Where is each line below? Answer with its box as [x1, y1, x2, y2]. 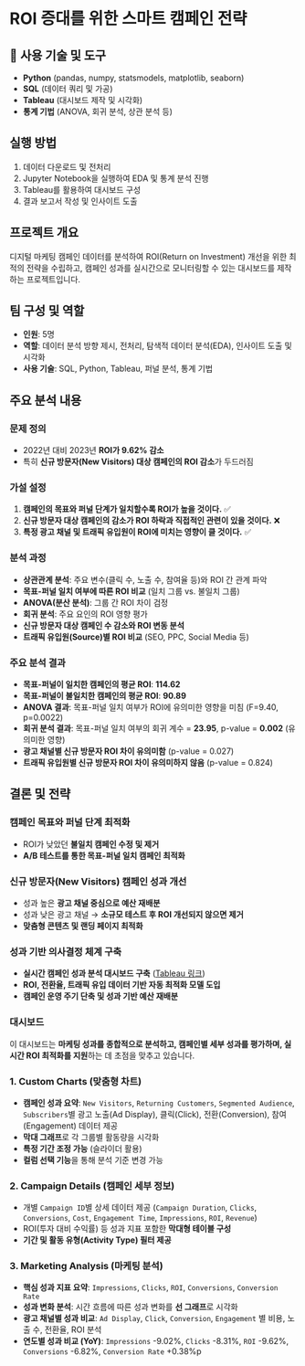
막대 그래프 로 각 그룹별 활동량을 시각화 [22, 1131, 160, 1142]
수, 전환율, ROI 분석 [32, 1324, 102, 1335]
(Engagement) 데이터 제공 [22, 1120, 119, 1131]
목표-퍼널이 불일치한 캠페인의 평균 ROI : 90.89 [22, 691, 187, 702]
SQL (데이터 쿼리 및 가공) [22, 83, 113, 94]
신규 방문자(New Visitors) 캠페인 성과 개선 [9, 874, 187, 887]
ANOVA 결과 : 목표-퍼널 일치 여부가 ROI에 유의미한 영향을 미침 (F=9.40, [22, 702, 279, 713]
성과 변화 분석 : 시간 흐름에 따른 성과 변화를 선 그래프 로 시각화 [22, 1301, 239, 1312]
